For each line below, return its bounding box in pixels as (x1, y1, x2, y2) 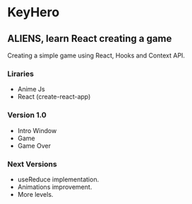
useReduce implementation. (17, 175, 100, 183)
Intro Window (17, 126, 57, 135)
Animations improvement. (17, 182, 92, 191)
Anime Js (17, 85, 45, 93)
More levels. (17, 190, 54, 198)
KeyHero (7, 4, 60, 21)
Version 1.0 (7, 110, 47, 120)
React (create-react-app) (17, 93, 91, 101)
